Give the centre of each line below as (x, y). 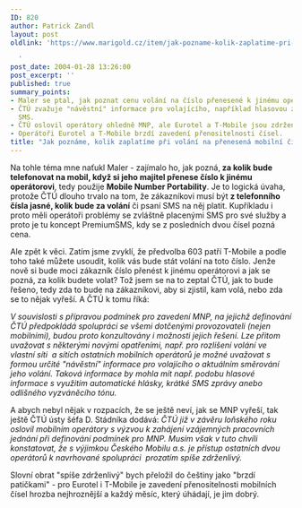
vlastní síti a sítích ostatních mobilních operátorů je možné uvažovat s (141, 354)
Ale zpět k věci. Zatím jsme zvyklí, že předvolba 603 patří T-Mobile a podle (148, 251)
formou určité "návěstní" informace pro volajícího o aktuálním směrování (145, 364)
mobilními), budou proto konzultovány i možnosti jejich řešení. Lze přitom (145, 335)
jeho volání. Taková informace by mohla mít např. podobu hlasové (133, 374)
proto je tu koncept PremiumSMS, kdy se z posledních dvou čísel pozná (143, 224)
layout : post (35, 34)
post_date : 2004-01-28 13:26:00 (70, 67)
